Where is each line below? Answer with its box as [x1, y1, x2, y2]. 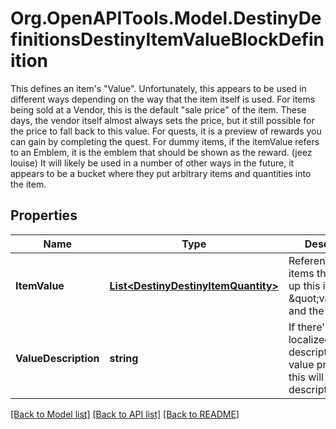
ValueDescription [15, 351, 100, 365]
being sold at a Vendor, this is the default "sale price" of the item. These [10, 103, 307, 116]
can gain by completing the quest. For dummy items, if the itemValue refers [10, 135, 320, 147]
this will [288, 370, 324, 384]
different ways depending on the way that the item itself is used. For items [10, 93, 316, 105]
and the [288, 303, 325, 317]
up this [288, 278, 321, 292]
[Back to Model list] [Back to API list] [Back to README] [10, 408, 240, 420]
